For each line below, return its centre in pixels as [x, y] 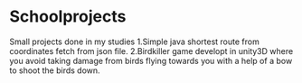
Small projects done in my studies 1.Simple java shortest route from [134, 41]
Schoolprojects [68, 17]
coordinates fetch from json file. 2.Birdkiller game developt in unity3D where [151, 51]
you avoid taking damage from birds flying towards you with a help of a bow [151, 60]
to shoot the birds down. [55, 70]
